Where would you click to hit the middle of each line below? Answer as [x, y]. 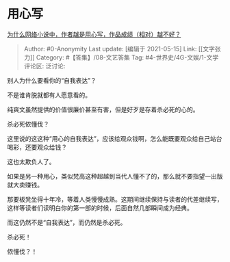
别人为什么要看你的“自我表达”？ [52, 80]
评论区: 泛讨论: [44, 66]
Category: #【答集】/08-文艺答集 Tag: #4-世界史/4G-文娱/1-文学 [127, 57]
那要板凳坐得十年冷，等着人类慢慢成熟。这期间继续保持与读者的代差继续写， [115, 199]
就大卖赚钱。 [25, 185]
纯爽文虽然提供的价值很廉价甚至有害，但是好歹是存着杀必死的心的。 [103, 109]
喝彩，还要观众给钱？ [37, 147]
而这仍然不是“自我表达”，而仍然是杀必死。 [67, 222]
